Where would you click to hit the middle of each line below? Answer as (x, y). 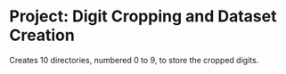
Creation (42, 35)
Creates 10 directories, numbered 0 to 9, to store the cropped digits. (134, 60)
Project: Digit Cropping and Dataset (143, 16)
